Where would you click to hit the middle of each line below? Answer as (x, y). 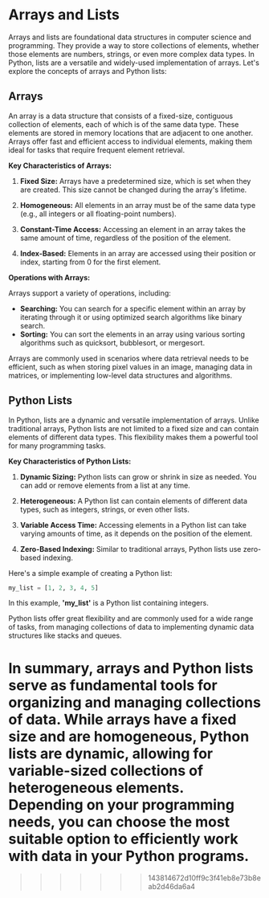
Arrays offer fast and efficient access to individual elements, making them (130, 141)
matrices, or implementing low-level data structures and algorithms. (120, 375)
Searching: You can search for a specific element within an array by (133, 308)
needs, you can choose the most (119, 822)
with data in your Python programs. (129, 856)
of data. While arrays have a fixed (122, 719)
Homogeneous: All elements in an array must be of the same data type (138, 205)
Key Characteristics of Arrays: (60, 165)
